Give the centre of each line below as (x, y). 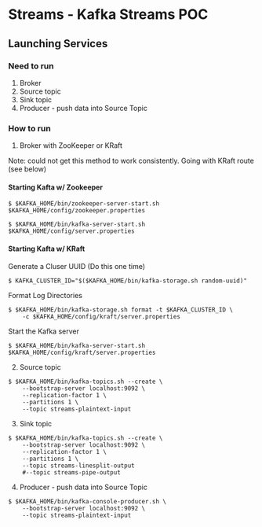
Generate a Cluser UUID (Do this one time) (77, 266)
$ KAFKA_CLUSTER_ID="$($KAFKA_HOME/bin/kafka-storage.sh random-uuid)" (127, 281)
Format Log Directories (45, 295)
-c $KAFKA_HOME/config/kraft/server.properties (101, 316)
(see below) (27, 169)
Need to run (31, 66)
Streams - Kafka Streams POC (108, 15)
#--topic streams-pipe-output (72, 472)
